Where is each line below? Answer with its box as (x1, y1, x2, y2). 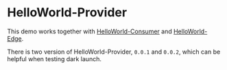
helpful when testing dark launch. (7, 54, 101, 63)
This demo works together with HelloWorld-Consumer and (7, 27, 173, 35)
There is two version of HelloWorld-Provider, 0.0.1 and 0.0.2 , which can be (7, 48, 221, 56)
